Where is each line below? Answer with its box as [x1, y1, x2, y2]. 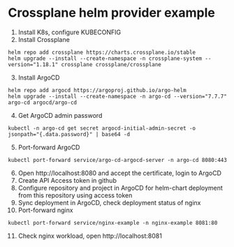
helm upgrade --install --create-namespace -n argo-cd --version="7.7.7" [8, 93, 228, 100]
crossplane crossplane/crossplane [61, 61, 161, 68]
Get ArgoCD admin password [17, 111, 103, 119]
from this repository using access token [17, 190, 133, 200]
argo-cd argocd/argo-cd [8, 99, 78, 106]
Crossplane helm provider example [8, 5, 215, 21]
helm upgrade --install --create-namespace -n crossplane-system [8, 54, 202, 62]
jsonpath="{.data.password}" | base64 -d [8, 130, 131, 137]
